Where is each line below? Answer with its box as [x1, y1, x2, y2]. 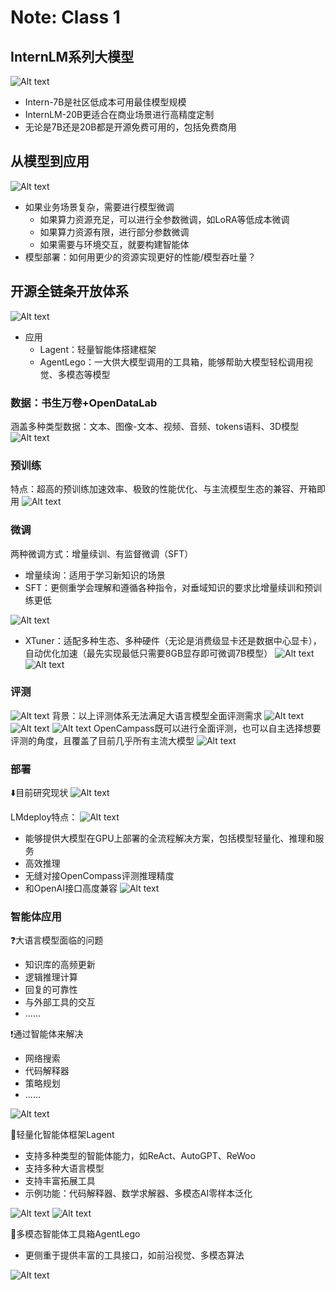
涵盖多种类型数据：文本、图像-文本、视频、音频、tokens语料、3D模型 [10, 420, 300, 432]
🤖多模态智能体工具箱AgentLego [10, 1228, 141, 1240]
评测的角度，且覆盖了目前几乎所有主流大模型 [10, 734, 195, 746]
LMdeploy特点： [10, 811, 78, 823]
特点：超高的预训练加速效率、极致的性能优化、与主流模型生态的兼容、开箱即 [10, 483, 326, 495]
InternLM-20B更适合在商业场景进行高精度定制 [24, 109, 215, 120]
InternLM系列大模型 [10, 48, 135, 65]
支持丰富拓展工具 [24, 1175, 96, 1187]
